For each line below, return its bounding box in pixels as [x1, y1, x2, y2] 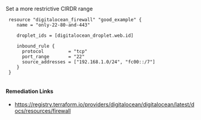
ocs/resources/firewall [14, 107, 71, 115]
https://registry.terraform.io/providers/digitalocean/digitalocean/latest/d [14, 101, 195, 108]
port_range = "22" [21, 54, 85, 60]
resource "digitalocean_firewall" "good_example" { [8, 17, 142, 23]
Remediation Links [5, 87, 54, 95]
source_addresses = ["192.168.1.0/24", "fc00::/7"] [21, 59, 155, 65]
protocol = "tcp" [21, 48, 87, 54]
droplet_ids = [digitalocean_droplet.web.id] [16, 33, 134, 39]
